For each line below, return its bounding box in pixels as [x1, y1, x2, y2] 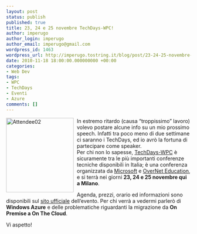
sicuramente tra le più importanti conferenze [77, 155, 185, 162]
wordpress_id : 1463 [6, 47, 54, 53]
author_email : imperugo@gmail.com [6, 42, 91, 48]
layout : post [6, 8, 38, 15]
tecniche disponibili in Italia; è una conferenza [77, 161, 188, 168]
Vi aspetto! [6, 221, 32, 228]
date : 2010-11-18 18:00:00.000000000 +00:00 [6, 57, 117, 63]
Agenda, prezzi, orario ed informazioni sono [77, 191, 183, 198]
